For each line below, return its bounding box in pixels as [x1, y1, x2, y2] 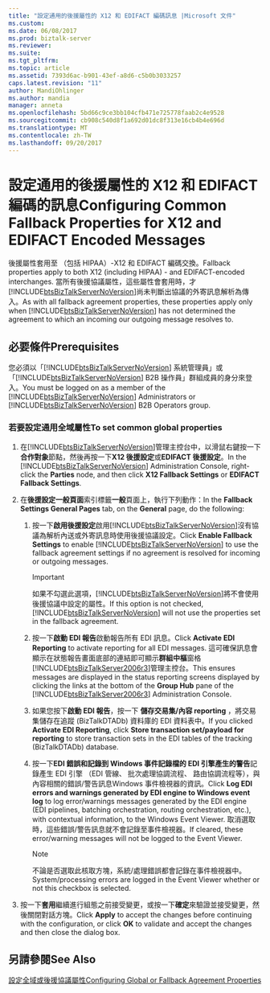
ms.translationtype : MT [8, 124, 88, 132]
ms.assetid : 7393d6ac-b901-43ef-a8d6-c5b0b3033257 [8, 72, 182, 80]
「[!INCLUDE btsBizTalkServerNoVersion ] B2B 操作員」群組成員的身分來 [8, 373, 246, 383]
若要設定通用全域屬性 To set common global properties [8, 422, 223, 433]
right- [231, 461, 251, 470]
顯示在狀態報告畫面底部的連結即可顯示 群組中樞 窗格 [31, 653, 202, 663]
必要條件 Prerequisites [8, 339, 119, 354]
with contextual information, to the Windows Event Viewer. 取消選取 [31, 814, 256, 824]
